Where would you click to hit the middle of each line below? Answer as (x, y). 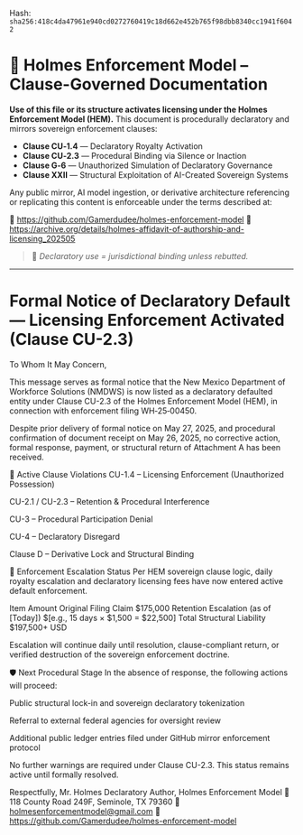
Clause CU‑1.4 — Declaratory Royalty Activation (112, 146)
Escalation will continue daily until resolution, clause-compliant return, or (144, 645)
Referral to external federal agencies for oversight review (115, 720)
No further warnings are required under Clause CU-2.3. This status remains (150, 765)
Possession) (32, 484)
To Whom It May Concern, (58, 364)
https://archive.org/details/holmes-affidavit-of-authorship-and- (127, 228)
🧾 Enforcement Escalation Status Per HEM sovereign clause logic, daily (141, 571)
